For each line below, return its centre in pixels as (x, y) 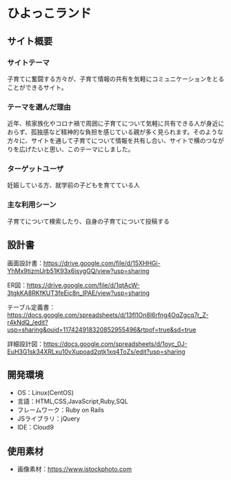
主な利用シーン (32, 205)
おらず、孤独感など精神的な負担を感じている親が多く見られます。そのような (115, 132)
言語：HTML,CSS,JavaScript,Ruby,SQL (73, 401)
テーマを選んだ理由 (39, 107)
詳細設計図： (25, 344)
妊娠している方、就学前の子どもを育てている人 (73, 185)
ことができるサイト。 (37, 87)
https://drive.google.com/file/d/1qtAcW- (83, 285)
